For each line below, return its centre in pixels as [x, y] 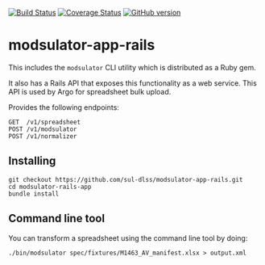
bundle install [34, 194]
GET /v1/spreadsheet [45, 122]
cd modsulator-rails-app [50, 187]
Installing [32, 161]
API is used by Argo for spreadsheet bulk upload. [90, 91]
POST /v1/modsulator [43, 129]
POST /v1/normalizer [43, 136]
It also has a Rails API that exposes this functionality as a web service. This [133, 83]
